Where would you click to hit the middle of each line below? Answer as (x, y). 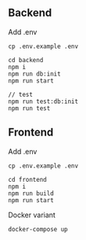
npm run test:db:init (43, 102)
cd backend (26, 60)
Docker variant (32, 215)
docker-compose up (38, 229)
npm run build (31, 193)
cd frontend (27, 179)
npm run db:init (34, 74)
